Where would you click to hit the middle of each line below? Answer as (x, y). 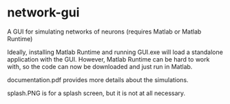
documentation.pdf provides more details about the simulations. (98, 79)
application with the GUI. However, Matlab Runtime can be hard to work (108, 59)
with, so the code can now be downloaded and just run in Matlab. (100, 66)
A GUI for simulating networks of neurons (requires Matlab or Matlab (104, 31)
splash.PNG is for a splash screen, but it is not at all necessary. (96, 93)
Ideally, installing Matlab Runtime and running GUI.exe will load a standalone (115, 52)
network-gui (43, 13)
